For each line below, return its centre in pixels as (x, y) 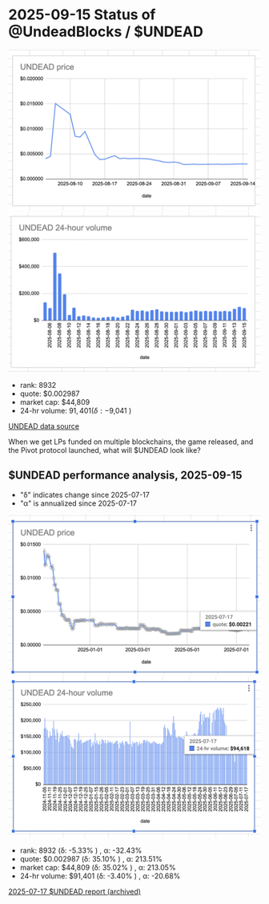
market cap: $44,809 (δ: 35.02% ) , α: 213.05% (98, 867)
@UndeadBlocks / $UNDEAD (106, 32)
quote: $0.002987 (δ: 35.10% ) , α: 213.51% (91, 858)
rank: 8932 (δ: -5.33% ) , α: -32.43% (81, 850)
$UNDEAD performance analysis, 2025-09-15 (125, 476)
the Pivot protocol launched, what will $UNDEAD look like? (105, 450)
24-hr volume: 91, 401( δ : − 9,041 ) (76, 410)
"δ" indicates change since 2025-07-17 (84, 494)
